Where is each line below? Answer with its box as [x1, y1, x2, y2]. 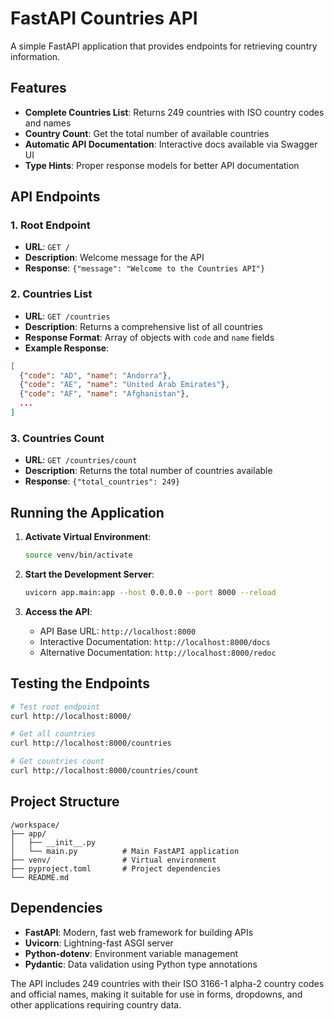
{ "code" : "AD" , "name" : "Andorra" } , [19, 370, 172, 381]
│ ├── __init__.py [10, 837, 97, 847]
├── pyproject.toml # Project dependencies [10, 863, 222, 874]
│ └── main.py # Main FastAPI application [10, 846, 240, 856]
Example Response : [24, 342, 110, 354]
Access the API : [24, 605, 93, 617]
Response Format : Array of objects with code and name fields [24, 331, 275, 343]
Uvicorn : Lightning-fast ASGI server [24, 937, 174, 949]
